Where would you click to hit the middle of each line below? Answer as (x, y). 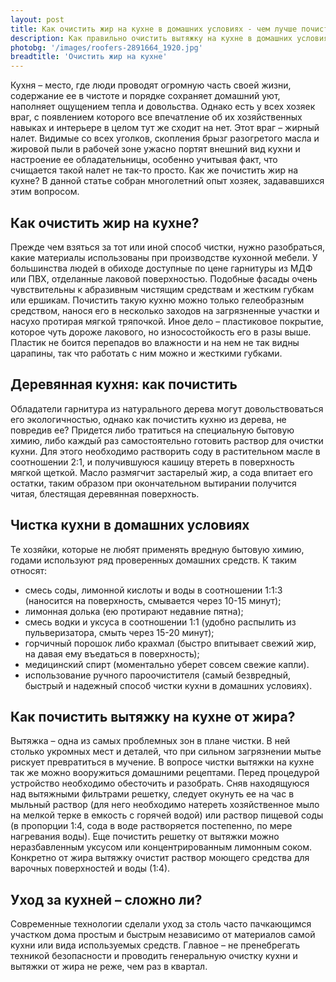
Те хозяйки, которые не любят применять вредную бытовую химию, (157, 549)
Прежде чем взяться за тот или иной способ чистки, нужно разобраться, (168, 247)
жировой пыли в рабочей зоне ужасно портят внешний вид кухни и (155, 149)
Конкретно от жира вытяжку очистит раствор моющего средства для (160, 858)
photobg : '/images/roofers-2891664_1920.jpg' (106, 47)
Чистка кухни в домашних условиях (130, 525)
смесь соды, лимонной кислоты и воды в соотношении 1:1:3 (153, 590)
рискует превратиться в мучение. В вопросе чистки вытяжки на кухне (162, 762)
